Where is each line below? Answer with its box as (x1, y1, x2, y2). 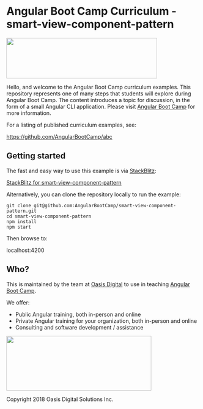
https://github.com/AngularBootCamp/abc (6, 133, 113, 140)
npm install (6, 218, 37, 224)
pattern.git (6, 208, 37, 214)
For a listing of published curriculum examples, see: (6, 121, 136, 128)
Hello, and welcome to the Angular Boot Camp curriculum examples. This (6, 83, 191, 90)
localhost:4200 (6, 246, 45, 254)
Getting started (6, 151, 66, 161)
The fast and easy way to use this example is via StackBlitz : (6, 167, 157, 174)
